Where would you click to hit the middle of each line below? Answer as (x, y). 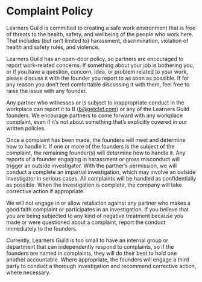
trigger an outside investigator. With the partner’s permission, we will (91, 165)
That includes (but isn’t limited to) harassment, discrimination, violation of (97, 40)
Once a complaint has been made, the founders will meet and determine (96, 139)
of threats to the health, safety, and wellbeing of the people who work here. (100, 34)
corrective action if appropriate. (46, 191)
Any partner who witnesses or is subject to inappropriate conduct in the (95, 102)
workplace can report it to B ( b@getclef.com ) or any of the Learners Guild (98, 109)
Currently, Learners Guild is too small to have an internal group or (87, 240)
